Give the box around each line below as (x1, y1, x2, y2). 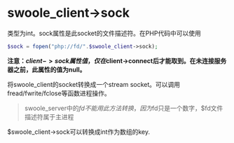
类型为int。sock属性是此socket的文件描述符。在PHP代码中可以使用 (7, 29, 201, 37)
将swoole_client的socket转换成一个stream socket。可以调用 (7, 80, 181, 88)
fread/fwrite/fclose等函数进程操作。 (7, 89, 111, 97)
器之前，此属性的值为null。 (7, 65, 86, 74)
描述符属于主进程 (24, 112, 74, 121)
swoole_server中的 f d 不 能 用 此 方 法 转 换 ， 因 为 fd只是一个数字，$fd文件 (24, 104, 223, 112)
